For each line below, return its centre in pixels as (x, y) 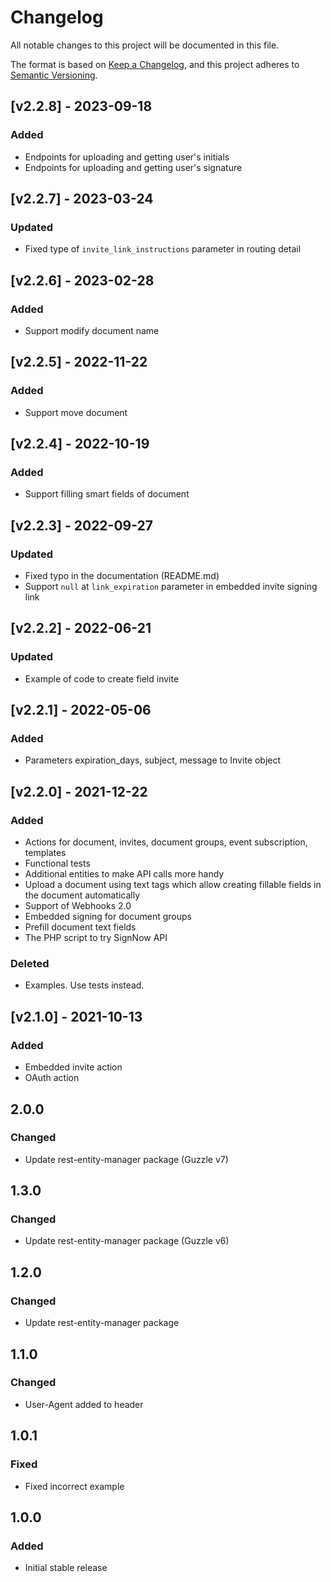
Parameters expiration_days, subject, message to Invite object (153, 760)
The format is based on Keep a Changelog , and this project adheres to (155, 64)
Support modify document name (92, 330)
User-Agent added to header (84, 1404)
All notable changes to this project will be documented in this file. (145, 45)
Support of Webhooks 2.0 (78, 906)
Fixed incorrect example (74, 1486)
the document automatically (82, 895)
